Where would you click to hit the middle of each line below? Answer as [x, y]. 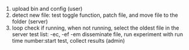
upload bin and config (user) [47, 9]
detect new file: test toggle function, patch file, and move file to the [95, 15]
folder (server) [30, 21]
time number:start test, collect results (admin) [68, 41]
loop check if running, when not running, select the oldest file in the [95, 28]
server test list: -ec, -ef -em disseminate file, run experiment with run [97, 34]
